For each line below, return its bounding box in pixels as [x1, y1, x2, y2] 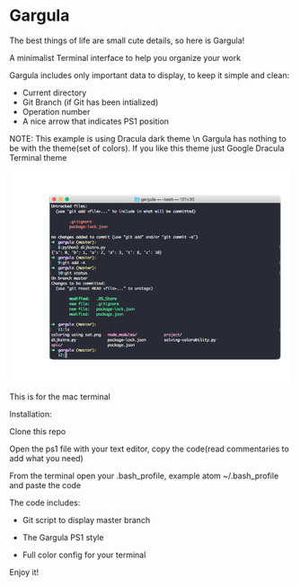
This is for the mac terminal [9, 391, 110, 402]
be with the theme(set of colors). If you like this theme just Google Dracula [9, 143, 285, 153]
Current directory [22, 87, 87, 98]
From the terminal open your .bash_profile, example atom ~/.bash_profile [9, 470, 279, 481]
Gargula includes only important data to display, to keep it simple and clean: [9, 69, 290, 81]
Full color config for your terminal [22, 549, 146, 561]
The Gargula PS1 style [22, 532, 104, 543]
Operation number [22, 106, 91, 117]
